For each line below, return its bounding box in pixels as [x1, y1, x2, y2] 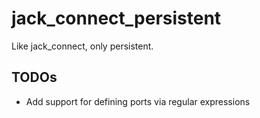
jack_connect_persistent [11, 7, 222, 30]
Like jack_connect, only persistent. [11, 40, 154, 52]
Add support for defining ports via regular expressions [25, 95, 251, 107]
